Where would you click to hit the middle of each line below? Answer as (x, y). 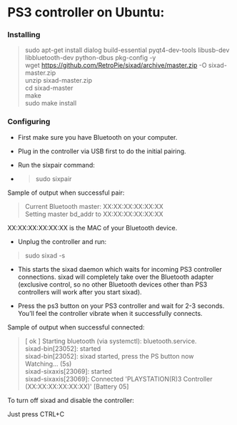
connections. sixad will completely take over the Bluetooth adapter (116, 277)
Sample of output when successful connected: (76, 327)
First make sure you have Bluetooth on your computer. (97, 137)
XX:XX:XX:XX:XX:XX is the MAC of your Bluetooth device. (92, 227)
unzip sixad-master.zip (59, 81)
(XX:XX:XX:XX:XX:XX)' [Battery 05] (77, 386)
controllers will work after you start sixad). (80, 292)
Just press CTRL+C (36, 414)
